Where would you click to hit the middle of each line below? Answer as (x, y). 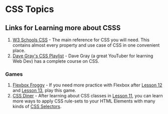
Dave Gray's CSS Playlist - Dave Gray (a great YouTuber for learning (83, 56)
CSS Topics (30, 9)
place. (19, 50)
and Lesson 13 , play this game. (44, 90)
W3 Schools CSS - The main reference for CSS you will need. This (81, 40)
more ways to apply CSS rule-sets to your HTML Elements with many (84, 101)
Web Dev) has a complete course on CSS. (56, 61)
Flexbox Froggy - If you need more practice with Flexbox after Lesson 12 (87, 85)
